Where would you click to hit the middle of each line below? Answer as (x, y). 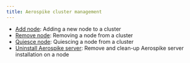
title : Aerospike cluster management (54, 12)
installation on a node (42, 54)
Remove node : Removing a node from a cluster (74, 35)
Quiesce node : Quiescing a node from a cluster (74, 41)
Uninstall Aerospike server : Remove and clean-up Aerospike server (99, 48)
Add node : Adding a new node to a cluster (68, 29)
